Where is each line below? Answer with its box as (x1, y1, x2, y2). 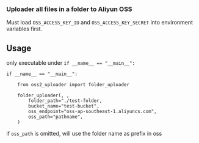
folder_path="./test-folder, (28, 98, 103, 104)
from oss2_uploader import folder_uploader (17, 82, 130, 88)
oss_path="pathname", (28, 114, 84, 120)
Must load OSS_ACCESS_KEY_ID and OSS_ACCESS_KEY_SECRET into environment (6, 19, 194, 26)
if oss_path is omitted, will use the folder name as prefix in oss (6, 130, 162, 137)
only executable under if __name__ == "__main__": (6, 59, 136, 67)
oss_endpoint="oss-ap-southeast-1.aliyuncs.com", (28, 109, 157, 115)
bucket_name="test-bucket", (28, 103, 99, 109)
